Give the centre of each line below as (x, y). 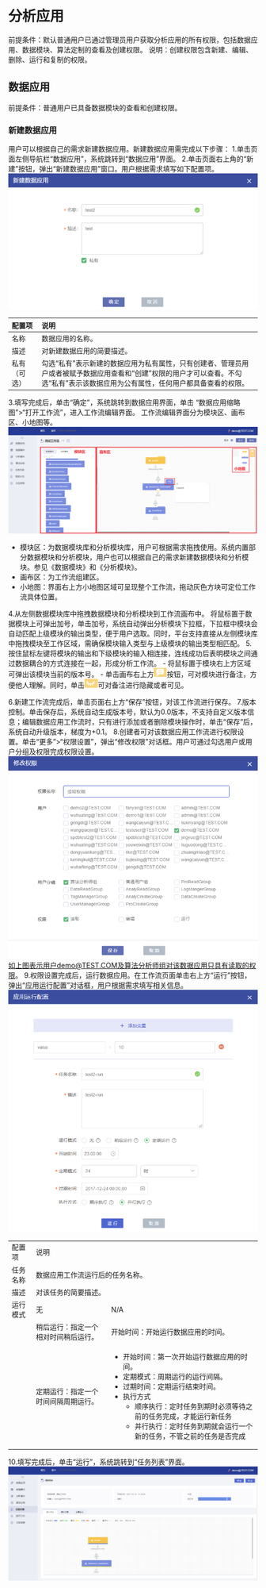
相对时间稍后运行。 (67, 1337)
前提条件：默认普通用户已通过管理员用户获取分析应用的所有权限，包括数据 (129, 40)
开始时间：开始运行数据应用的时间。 (170, 1332)
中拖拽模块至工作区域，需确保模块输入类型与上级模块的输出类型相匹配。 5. (130, 644)
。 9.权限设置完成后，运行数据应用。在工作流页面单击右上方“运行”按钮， (133, 975)
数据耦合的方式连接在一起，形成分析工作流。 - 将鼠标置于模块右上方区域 (133, 663)
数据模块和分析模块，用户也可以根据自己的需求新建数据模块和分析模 (138, 557)
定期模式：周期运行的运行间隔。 (175, 1376)
